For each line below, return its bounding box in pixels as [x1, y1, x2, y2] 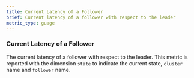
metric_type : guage [6, 20, 55, 26]
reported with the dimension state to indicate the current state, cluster [6, 59, 183, 67]
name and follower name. [6, 66, 71, 73]
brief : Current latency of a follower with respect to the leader [6, 14, 176, 20]
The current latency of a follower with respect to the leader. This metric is [6, 53, 188, 61]
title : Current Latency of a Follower [6, 8, 103, 15]
